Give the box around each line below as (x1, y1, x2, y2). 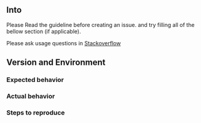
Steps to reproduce (6, 108, 65, 117)
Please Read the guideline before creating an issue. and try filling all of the (6, 21, 195, 28)
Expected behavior (6, 76, 65, 84)
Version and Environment (6, 58, 106, 68)
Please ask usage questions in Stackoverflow (6, 39, 121, 47)
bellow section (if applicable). (6, 28, 81, 35)
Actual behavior (6, 92, 55, 100)
